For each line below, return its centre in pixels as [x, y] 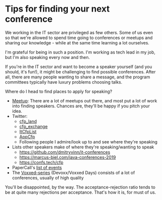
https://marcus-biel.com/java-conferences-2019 [68, 157]
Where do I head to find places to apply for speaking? [59, 91]
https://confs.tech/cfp [41, 162]
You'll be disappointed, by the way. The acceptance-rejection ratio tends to [80, 187]
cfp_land [28, 121]
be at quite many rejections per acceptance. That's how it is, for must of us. [81, 192]
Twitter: [20, 116]
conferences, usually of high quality [48, 178]
